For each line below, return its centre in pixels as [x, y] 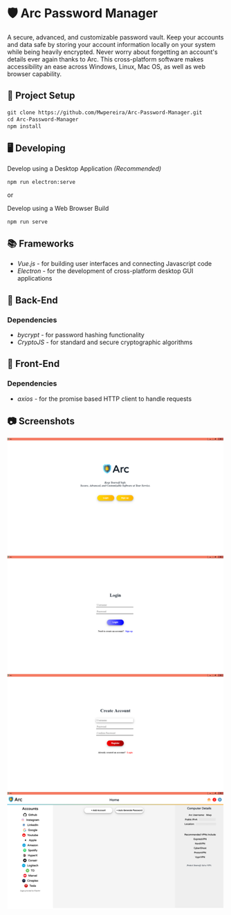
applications [35, 279]
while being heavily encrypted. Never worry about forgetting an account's [112, 52]
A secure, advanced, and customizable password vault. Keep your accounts [115, 37]
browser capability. [35, 74]
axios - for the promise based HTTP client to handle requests [104, 399]
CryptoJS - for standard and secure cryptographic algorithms [105, 342]
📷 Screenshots [41, 421]
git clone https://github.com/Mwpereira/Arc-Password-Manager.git [105, 112]
